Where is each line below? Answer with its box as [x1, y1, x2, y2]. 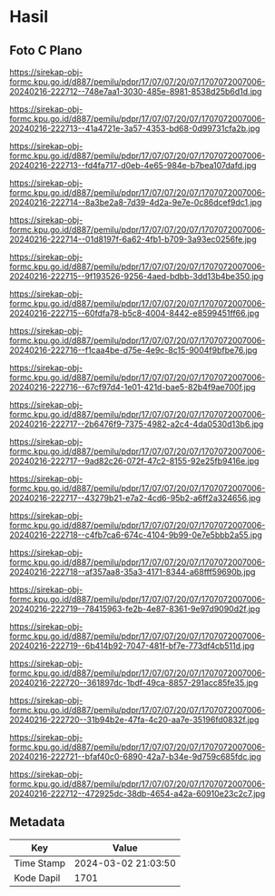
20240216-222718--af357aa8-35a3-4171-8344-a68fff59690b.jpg [9, 567, 256, 577]
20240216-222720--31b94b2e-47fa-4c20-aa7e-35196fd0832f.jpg [9, 714, 260, 725]
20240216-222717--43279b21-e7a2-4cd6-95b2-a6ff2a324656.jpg [9, 493, 261, 503]
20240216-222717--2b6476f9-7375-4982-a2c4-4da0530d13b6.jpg [9, 418, 264, 429]
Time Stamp [14, 857, 66, 870]
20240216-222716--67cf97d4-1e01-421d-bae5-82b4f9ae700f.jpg [9, 382, 256, 392]
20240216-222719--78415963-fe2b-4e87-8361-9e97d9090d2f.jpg [9, 603, 260, 614]
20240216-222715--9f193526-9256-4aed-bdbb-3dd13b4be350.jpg [9, 271, 264, 281]
